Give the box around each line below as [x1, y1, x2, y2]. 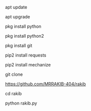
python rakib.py [5, 100, 37, 106]
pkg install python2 [5, 33, 45, 39]
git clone [5, 71, 23, 77]
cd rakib [5, 91, 22, 96]
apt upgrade [5, 14, 31, 19]
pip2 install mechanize [5, 62, 51, 67]
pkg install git [5, 43, 33, 49]
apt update [5, 4, 27, 10]
